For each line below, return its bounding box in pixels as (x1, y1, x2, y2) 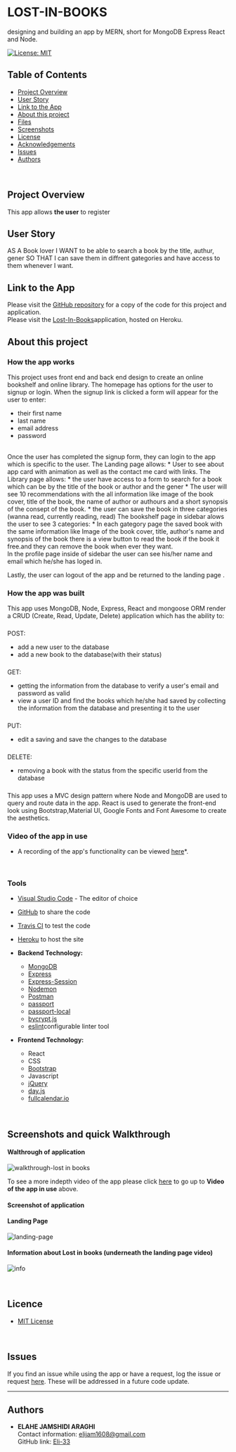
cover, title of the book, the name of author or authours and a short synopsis (7, 497, 228, 506)
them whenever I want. (7, 262, 74, 270)
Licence (7, 1298, 44, 1310)
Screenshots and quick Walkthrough (7, 1128, 171, 1140)
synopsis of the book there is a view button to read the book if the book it (7, 534, 220, 543)
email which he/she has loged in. (7, 557, 103, 565)
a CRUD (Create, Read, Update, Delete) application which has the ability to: (7, 612, 225, 620)
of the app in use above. (7, 1184, 79, 1193)
